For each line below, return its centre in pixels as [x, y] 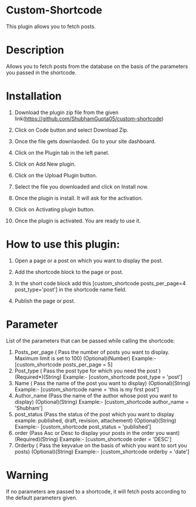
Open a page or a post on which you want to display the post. [89, 261]
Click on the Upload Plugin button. [56, 175]
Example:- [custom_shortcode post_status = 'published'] [83, 427]
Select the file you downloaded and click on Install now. [81, 186]
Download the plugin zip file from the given [66, 112]
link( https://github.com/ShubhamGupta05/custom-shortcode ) [89, 118]
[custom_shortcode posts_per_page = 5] [63, 364]
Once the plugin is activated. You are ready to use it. [78, 221]
